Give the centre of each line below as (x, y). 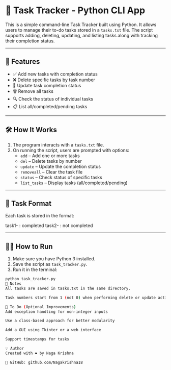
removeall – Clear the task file (51, 172)
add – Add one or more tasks (50, 156)
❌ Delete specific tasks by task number (54, 80)
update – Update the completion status (60, 166)
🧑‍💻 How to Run (29, 246)
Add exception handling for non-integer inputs (57, 312)
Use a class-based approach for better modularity (60, 321)
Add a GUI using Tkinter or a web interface (53, 330)
